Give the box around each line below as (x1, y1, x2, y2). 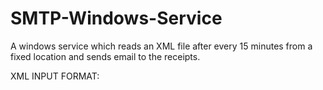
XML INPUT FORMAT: (10, 70, 100, 82)
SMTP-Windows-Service (10, 7, 223, 30)
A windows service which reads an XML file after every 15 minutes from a (10, 40, 313, 52)
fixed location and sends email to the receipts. (10, 50, 201, 62)
